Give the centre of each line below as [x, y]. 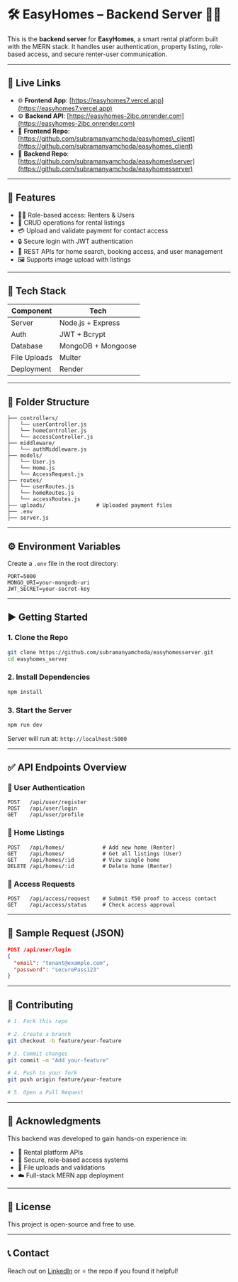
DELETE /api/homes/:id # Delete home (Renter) [90, 866]
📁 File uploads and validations [61, 1167]
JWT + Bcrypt [83, 334]
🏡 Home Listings [36, 833]
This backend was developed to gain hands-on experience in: [97, 1138]
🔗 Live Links [34, 83]
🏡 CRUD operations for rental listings [71, 223]
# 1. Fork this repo [38, 1022]
